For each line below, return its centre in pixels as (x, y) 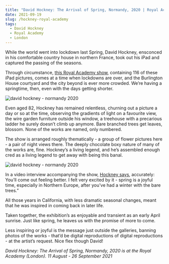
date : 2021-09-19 (23, 15)
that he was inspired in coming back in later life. (55, 205)
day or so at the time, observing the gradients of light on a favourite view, (81, 113)
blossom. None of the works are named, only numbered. (64, 129)
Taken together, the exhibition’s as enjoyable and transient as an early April (83, 215)
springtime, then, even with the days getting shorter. (59, 88)
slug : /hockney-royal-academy (37, 19)
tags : (11, 24)
